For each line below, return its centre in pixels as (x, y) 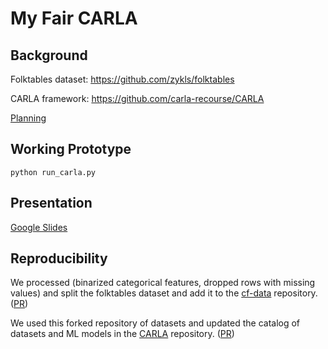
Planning (28, 118)
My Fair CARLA (74, 18)
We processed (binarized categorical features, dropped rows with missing (163, 283)
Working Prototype (71, 149)
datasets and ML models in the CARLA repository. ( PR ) (122, 334)
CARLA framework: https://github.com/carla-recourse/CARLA (137, 98)
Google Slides (39, 227)
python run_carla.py (53, 172)
